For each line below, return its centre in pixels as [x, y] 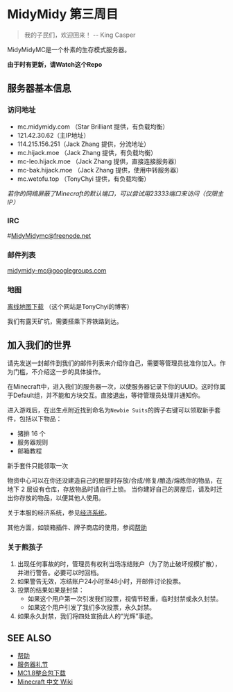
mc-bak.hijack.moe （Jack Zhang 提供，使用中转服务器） [100, 170]
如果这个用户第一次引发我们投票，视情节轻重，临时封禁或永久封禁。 [125, 598]
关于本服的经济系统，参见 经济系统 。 [59, 513]
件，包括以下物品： [35, 419]
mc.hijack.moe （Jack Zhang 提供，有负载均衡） [87, 152]
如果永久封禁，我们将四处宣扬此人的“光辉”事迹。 [87, 615]
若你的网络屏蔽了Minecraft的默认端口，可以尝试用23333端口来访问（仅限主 [115, 193]
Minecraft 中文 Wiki [45, 682]
